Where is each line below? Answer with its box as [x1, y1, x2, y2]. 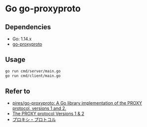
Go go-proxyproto [5, 3, 81, 14]
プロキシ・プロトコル [12, 117, 56, 123]
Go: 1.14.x [12, 36, 32, 42]
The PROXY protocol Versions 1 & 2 [12, 111, 85, 117]
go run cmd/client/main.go [5, 73, 61, 78]
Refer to [5, 87, 31, 95]
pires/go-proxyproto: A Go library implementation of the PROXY [12, 100, 143, 106]
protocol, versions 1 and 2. [12, 105, 67, 112]
